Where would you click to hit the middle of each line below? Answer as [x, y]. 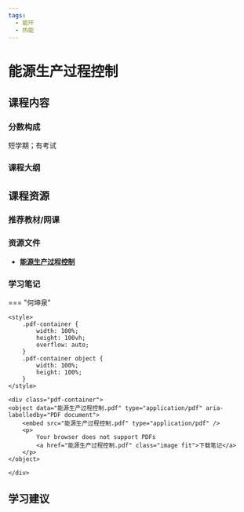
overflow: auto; [63, 345]
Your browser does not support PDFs [96, 437]
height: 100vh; [61, 338]
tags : [17, 15]
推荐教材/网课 [34, 220]
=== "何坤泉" [29, 302]
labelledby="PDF [35, 415]
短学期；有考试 [32, 145]
